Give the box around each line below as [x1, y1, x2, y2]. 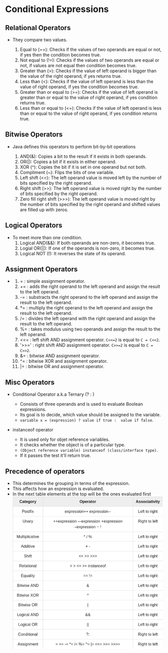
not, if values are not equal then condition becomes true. [19, 63, 137, 68]
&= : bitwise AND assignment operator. [19, 353, 100, 359]
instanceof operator [12, 427, 53, 433]
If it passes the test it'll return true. [19, 452, 91, 458]
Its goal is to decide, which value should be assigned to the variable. [19, 412, 161, 418]
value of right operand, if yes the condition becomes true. [19, 84, 139, 90]
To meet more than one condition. [12, 234, 82, 240]
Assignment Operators [5, 265, 78, 274]
